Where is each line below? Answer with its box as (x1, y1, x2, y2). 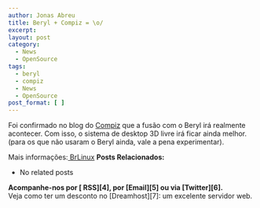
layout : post (8, 33, 51, 42)
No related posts (19, 168, 74, 177)
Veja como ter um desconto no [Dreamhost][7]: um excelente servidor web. (8, 192, 253, 201)
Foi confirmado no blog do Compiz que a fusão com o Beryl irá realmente (8, 121, 246, 130)
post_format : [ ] (8, 99, 65, 107)
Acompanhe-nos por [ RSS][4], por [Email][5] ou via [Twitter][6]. (8, 183, 224, 192)
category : (8, 41, 41, 49)
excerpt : (8, 26, 37, 34)
